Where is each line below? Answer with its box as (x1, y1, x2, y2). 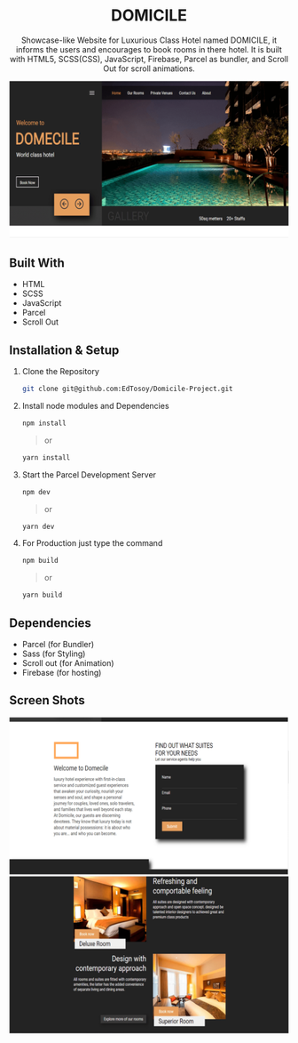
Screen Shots (9, 693, 86, 708)
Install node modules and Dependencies (21, 400, 170, 411)
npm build (21, 557, 59, 566)
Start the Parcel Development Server (21, 469, 157, 480)
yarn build (21, 590, 63, 600)
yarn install (21, 453, 71, 462)
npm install (21, 419, 67, 428)
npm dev (21, 487, 51, 496)
